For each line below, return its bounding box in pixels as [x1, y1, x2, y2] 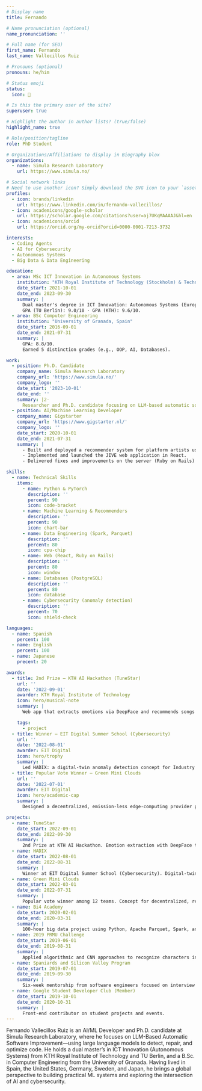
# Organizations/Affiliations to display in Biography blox [6, 152, 161, 158]
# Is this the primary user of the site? [6, 102, 112, 108]
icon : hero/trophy [17, 753, 63, 759]
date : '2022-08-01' [17, 742, 66, 748]
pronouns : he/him [6, 69, 50, 75]
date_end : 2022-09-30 [17, 831, 71, 837]
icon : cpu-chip [28, 547, 66, 554]
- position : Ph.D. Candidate [11, 363, 85, 369]
